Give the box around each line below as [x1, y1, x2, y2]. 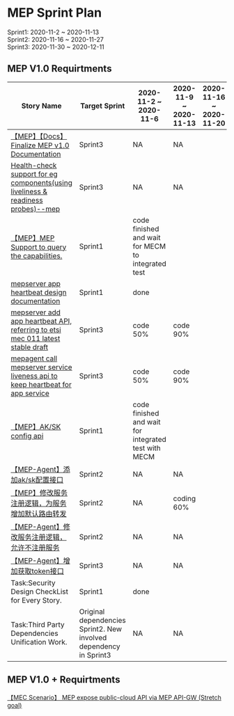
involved [79, 633, 107, 642]
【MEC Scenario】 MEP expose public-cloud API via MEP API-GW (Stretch [7, 693, 221, 701]
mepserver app [10, 278, 61, 288]
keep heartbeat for [10, 379, 72, 389]
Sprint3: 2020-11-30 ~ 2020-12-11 [7, 42, 104, 51]
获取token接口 [17, 566, 64, 575]
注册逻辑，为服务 [10, 498, 68, 508]
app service [10, 388, 50, 398]
